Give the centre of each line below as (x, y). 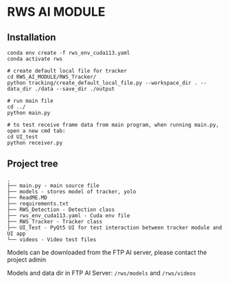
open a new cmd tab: (37, 131)
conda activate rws (35, 59)
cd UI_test (23, 137)
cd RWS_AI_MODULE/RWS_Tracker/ (52, 77)
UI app (16, 234)
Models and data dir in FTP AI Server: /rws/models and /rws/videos (102, 273)
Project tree (33, 164)
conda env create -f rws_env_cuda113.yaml (69, 53)
